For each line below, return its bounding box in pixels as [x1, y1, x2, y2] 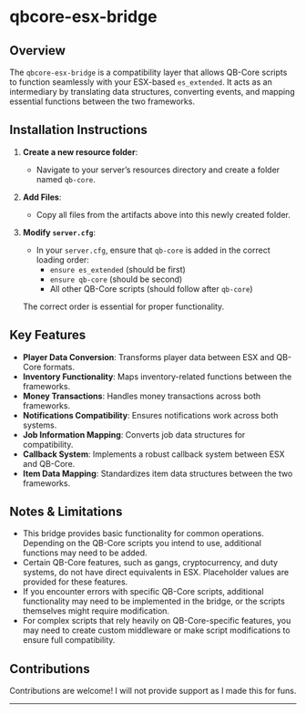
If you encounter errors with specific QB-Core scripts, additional [22, 586, 264, 597]
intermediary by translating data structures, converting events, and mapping [9, 87, 295, 97]
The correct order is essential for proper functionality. [22, 301, 225, 312]
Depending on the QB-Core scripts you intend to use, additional [22, 538, 262, 549]
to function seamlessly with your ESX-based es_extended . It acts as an [9, 77, 273, 88]
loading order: [36, 254, 89, 265]
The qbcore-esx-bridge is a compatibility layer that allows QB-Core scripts [9, 67, 288, 78]
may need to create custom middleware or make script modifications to [22, 625, 291, 636]
